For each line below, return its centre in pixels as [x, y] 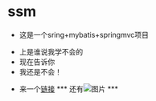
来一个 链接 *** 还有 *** [68, 89]
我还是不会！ [40, 71]
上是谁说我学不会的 [51, 51]
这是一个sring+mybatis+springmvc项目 [84, 34]
